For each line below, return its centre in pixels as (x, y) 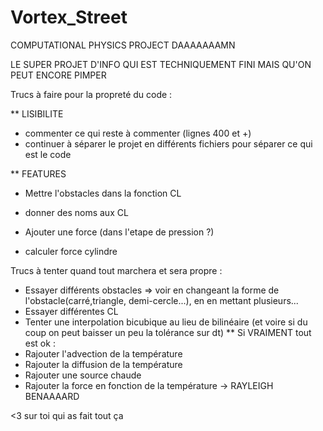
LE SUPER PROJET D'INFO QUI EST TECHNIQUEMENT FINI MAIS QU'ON (161, 64)
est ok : (40, 343)
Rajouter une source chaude (83, 375)
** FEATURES (38, 173)
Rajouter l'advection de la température (103, 353)
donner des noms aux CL (76, 212)
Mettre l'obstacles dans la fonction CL (103, 193)
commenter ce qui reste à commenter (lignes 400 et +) (138, 133)
